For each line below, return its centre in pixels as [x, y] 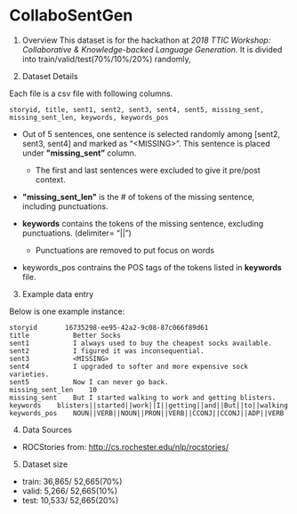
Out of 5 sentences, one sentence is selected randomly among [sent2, [151, 133]
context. [51, 180]
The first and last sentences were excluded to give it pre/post [148, 170]
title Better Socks [65, 335]
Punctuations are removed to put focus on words [125, 250]
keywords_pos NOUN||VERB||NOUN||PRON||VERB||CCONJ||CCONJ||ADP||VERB [147, 413]
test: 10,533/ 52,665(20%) [70, 500]
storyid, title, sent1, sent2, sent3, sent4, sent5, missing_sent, [137, 109]
